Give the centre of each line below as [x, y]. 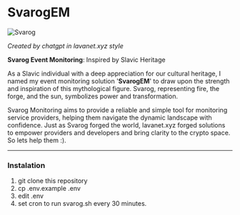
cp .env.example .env [49, 189]
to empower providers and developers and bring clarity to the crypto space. [119, 132]
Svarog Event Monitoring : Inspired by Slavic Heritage [86, 59]
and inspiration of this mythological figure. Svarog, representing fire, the [114, 88]
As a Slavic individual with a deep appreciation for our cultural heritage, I [114, 73]
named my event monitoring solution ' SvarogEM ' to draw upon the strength [119, 81]
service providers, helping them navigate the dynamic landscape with [110, 117]
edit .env [31, 196]
